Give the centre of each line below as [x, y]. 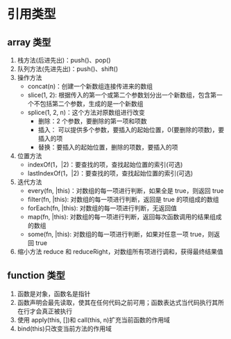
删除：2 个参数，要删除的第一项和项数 [92, 121]
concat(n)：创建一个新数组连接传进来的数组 [90, 86]
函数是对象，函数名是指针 [54, 294]
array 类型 [29, 42]
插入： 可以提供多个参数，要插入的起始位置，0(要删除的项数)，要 [131, 130]
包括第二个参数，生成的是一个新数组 [92, 104]
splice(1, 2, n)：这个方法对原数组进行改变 [86, 112]
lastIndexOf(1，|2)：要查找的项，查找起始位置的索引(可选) [110, 173]
